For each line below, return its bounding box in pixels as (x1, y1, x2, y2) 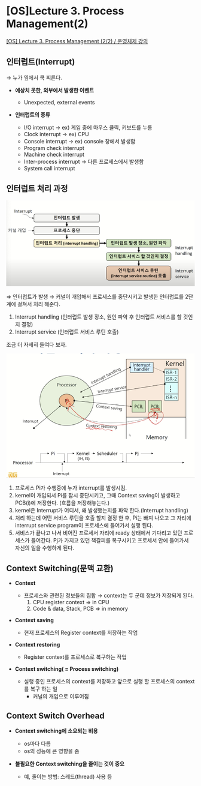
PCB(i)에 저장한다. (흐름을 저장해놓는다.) (14, 499, 110, 506)
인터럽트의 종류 (14, 111, 51, 118)
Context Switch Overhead (6, 710, 105, 721)
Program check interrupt (23, 144, 85, 151)
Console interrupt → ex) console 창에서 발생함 (23, 137, 136, 145)
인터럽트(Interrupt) (6, 57, 75, 67)
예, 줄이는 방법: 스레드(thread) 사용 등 (23, 773, 112, 781)
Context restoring (14, 641, 60, 649)
